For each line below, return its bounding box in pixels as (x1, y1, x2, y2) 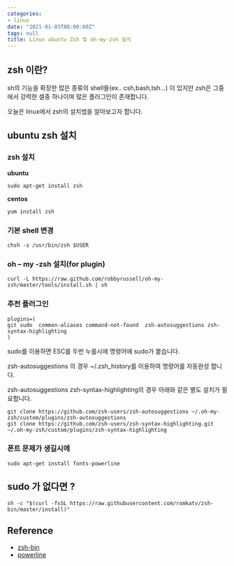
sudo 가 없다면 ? (7, 481, 75, 493)
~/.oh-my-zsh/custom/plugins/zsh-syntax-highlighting (7, 426, 168, 433)
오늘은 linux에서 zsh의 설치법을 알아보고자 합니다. (7, 107, 143, 115)
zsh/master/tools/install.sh (7, 282, 92, 289)
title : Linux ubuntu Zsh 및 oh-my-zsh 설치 (7, 36, 131, 43)
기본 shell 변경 (7, 225, 54, 235)
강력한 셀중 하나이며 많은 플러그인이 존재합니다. (20, 92, 149, 101)
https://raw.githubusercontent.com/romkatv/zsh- (69, 500, 214, 507)
